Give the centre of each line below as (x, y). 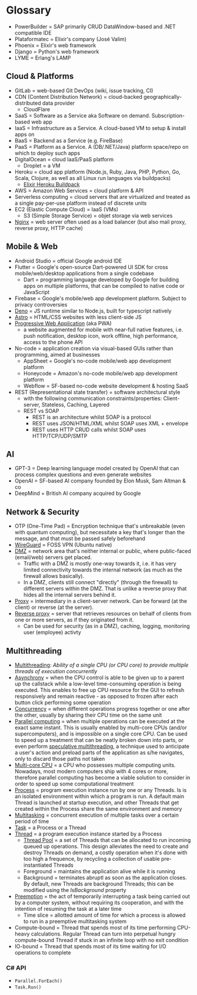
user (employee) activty (52, 633)
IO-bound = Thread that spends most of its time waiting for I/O (90, 946)
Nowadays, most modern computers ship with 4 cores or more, (91, 771)
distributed (28, 103)
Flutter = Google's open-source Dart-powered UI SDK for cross (91, 267)
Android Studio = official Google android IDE (68, 261)
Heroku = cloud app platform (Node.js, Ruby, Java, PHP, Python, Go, (98, 172)
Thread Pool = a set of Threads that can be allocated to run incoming (107, 840)
